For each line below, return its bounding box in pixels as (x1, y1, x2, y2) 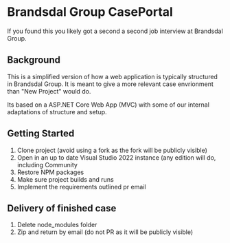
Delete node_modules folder (16, 221, 97, 229)
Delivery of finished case (7, 202, 117, 214)
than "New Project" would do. (7, 87, 91, 95)
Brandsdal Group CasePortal (7, 4, 173, 20)
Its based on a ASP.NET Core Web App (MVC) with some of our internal (7, 101, 209, 109)
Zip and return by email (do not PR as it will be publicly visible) (16, 228, 194, 236)
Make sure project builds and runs (16, 175, 115, 183)
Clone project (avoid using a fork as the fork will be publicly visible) (16, 146, 208, 154)
